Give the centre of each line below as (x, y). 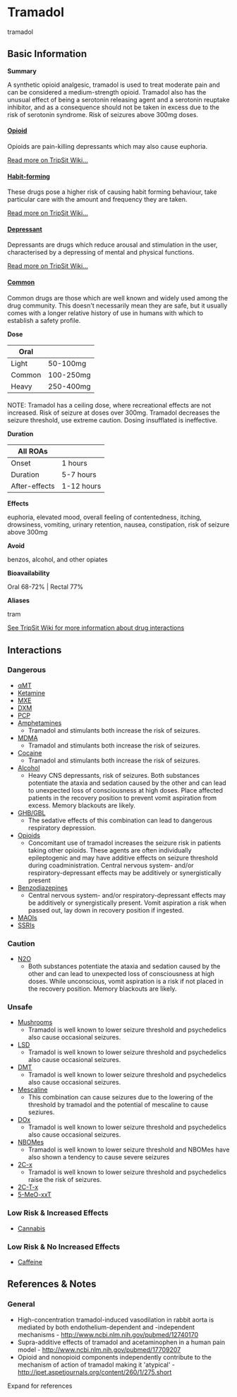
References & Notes (52, 1284)
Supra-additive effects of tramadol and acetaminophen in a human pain (121, 1342)
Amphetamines (39, 723)
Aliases (19, 601)
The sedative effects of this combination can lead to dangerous (120, 820)
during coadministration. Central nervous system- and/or (111, 865)
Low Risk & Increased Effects (58, 1213)
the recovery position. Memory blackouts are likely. (102, 989)
